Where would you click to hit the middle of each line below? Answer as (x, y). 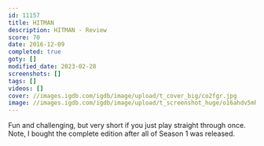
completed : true (35, 52)
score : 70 (24, 37)
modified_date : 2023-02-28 (52, 67)
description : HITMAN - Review (58, 30)
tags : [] (22, 81)
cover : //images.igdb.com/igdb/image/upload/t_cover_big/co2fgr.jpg (123, 96)
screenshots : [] (35, 74)
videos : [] (26, 88)
